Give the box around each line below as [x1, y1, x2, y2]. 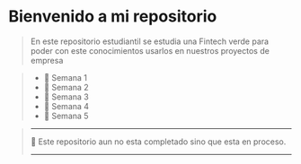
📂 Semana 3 [43, 91, 89, 102]
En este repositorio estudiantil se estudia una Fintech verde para [30, 36, 270, 47]
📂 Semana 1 [43, 72, 87, 82]
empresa [30, 55, 64, 65]
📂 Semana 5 [43, 110, 89, 121]
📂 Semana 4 [43, 100, 90, 111]
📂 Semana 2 [43, 82, 89, 92]
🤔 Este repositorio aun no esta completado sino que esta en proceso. [30, 136, 287, 147]
